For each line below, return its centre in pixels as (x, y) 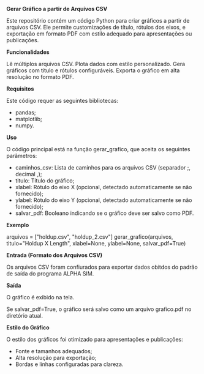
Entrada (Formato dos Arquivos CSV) (55, 255)
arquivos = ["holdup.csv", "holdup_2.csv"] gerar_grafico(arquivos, (90, 237)
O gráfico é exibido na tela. (40, 297)
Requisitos (20, 89)
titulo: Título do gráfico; (45, 181)
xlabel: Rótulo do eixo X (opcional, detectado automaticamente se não (104, 187)
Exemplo (18, 225)
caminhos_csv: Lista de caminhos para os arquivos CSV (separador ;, (103, 167)
